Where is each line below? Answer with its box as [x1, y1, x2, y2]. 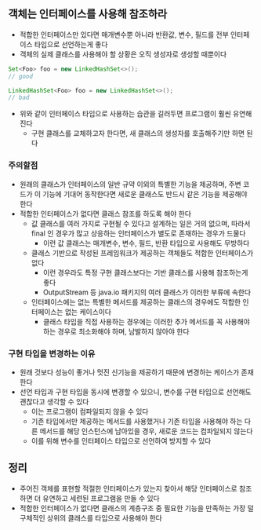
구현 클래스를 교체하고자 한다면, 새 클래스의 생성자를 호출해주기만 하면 [31, 129, 245, 138]
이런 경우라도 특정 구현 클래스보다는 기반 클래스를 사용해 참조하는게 [42, 268, 248, 277]
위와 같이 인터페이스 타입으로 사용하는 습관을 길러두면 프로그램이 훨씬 [19, 109, 231, 119]
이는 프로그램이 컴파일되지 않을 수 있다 [31, 407, 149, 416]
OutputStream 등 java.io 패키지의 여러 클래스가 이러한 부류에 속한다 [42, 287, 252, 297]
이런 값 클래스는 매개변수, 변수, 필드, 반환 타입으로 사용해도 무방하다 [42, 238, 250, 247]
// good [8, 72, 34, 80]
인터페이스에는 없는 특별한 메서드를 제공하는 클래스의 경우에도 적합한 [31, 297, 241, 306]
